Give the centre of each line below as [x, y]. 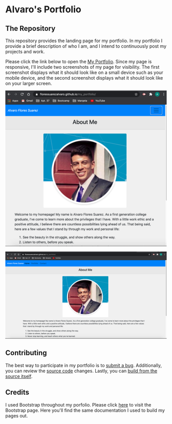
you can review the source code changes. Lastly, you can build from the [81, 371]
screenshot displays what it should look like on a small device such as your [84, 72]
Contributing [26, 353]
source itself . [19, 376]
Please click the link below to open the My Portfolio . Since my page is [79, 62]
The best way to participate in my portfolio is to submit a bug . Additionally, [84, 365]
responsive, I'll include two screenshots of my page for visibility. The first [82, 67]
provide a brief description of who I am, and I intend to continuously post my [86, 46]
